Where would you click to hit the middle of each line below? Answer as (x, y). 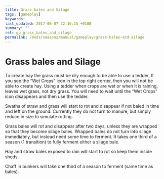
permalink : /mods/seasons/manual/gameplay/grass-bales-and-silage (75, 38)
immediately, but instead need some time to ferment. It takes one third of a (81, 136)
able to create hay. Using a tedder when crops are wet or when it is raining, (82, 86)
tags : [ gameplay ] (23, 14)
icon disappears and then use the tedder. (47, 96)
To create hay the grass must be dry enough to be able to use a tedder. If (80, 75)
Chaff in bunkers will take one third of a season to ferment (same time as (79, 166)
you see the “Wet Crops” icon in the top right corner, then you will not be (79, 81)
